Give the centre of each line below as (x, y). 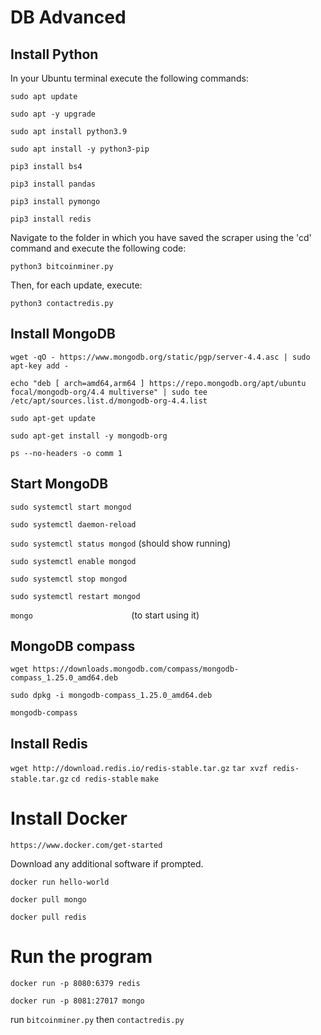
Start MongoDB (59, 484)
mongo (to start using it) (105, 615)
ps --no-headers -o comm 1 (66, 453)
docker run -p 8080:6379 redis (75, 984)
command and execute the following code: (98, 248)
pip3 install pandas (53, 184)
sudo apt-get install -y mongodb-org (89, 436)
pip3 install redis (51, 219)
